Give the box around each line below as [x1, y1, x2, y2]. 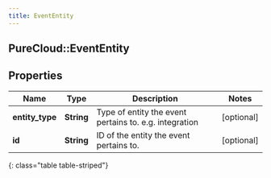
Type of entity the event [96, 106, 187, 118]
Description [131, 93, 179, 104]
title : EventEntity [8, 11, 74, 20]
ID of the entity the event [96, 130, 190, 141]
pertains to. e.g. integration [96, 116, 199, 127]
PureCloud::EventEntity [8, 42, 130, 56]
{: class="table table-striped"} [8, 160, 109, 170]
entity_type [12, 111, 57, 122]
